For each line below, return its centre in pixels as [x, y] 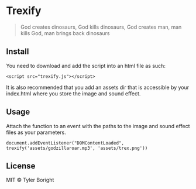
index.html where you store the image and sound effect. [73, 93]
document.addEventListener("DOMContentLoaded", [65, 143]
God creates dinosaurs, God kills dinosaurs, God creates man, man [101, 27]
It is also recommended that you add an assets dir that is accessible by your [98, 87]
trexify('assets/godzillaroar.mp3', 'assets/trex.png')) [77, 148]
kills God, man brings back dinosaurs [65, 33]
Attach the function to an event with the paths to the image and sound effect [98, 126]
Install [18, 52]
